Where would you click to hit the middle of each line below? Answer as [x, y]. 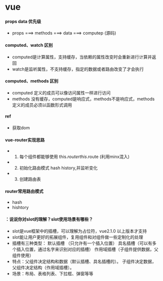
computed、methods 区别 [32, 81]
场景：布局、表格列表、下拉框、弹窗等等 [53, 273]
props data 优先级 [23, 21]
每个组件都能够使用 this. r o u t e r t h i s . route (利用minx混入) [74, 157]
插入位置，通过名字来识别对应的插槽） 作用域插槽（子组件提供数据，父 [87, 249]
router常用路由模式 [24, 191]
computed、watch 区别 [29, 45]
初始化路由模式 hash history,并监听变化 [58, 168]
